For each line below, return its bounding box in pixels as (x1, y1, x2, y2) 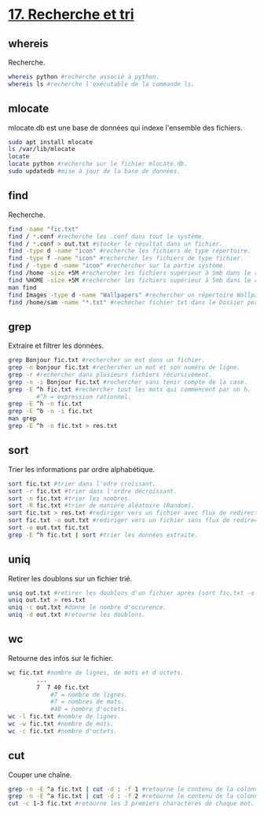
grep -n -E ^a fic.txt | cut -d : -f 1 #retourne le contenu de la (8, 785, 234, 793)
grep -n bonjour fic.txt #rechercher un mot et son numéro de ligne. (8, 363, 241, 371)
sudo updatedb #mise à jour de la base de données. (8, 168, 181, 175)
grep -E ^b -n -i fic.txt (8, 407, 93, 415)
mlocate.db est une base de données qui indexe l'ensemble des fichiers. (8, 123, 243, 132)
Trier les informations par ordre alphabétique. (8, 464, 156, 474)
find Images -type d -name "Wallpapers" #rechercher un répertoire (8, 291, 234, 299)
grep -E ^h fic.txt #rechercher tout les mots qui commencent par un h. (8, 385, 251, 393)
